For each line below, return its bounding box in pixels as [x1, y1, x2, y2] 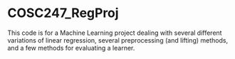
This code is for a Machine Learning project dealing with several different [7, 28, 222, 37]
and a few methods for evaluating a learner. [7, 43, 135, 52]
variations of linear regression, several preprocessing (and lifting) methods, [7, 36, 229, 44]
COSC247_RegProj [7, 5, 119, 21]
